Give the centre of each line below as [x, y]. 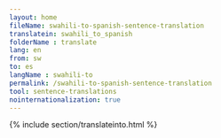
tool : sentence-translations [63, 91]
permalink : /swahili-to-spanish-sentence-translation [111, 83]
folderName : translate [53, 42]
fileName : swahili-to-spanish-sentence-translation [107, 26]
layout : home [33, 17]
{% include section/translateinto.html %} [83, 125]
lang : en [25, 50]
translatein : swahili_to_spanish [71, 34]
